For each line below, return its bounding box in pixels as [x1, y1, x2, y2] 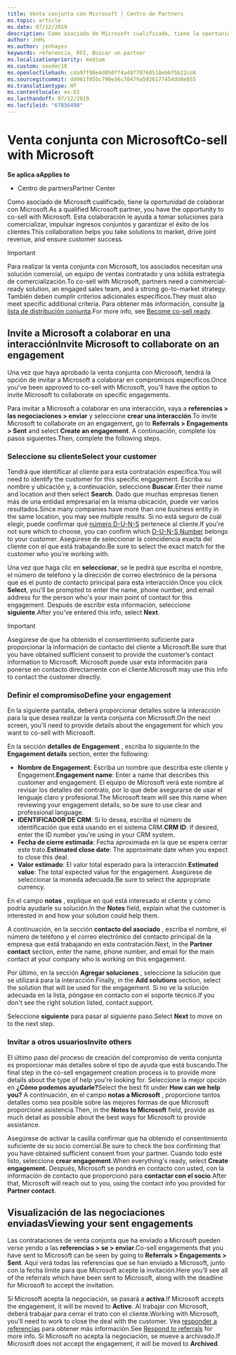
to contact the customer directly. [7, 672, 102, 681]
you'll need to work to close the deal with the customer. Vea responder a [7, 1317, 218, 1325]
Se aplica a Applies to [7, 170, 70, 179]
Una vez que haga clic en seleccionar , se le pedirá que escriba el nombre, [7, 563, 223, 572]
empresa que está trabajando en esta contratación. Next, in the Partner [7, 940, 213, 949]
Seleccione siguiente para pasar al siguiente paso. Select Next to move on [7, 1012, 223, 1020]
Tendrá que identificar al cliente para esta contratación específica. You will [7, 467, 222, 475]
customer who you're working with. [7, 549, 110, 558]
